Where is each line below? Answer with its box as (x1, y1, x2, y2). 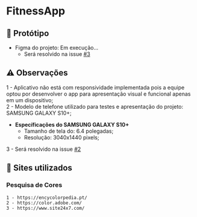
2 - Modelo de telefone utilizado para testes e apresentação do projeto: (6, 103, 184, 110)
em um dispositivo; (6, 96, 54, 103)
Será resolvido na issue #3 (23, 50, 90, 58)
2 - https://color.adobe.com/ (6, 200, 83, 206)
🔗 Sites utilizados (6, 163, 72, 173)
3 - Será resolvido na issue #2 (6, 145, 81, 153)
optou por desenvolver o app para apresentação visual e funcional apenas (6, 90, 191, 97)
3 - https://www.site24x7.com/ (6, 205, 85, 211)
